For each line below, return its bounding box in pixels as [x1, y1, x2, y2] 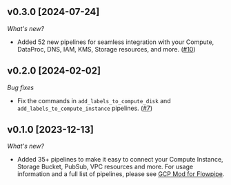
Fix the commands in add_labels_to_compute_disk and [17, 96, 171, 105]
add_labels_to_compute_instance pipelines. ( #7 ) [17, 104, 153, 112]
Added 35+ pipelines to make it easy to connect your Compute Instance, [17, 155, 223, 164]
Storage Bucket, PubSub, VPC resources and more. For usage [17, 162, 194, 171]
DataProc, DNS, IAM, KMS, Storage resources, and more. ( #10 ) [17, 45, 196, 53]
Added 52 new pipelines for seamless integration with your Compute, [17, 38, 214, 46]
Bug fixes [7, 83, 34, 91]
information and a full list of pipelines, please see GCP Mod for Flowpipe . [17, 170, 225, 178]
